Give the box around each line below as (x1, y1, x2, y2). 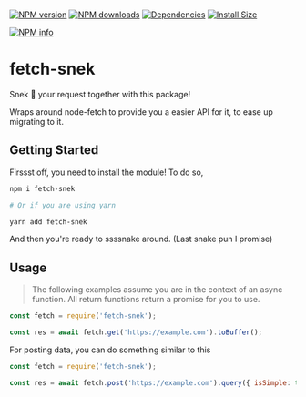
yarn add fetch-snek (9, 217, 88, 227)
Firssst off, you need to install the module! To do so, (9, 167, 204, 178)
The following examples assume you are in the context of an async (31, 284, 283, 295)
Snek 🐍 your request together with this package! (9, 88, 191, 99)
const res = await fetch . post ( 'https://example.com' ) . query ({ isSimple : (9, 378, 291, 387)
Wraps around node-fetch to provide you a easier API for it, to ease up (9, 106, 273, 117)
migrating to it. (9, 116, 64, 127)
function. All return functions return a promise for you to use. (31, 294, 260, 305)
